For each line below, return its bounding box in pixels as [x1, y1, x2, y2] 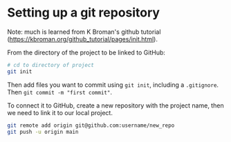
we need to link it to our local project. [7, 108, 113, 116]
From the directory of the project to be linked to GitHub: [7, 48, 166, 57]
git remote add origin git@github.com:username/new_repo [7, 122, 175, 129]
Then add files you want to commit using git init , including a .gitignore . [7, 81, 219, 89]
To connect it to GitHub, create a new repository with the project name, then [7, 101, 224, 110]
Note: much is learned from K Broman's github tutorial [7, 28, 161, 36]
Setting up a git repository [7, 5, 160, 21]
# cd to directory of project [7, 61, 95, 68]
